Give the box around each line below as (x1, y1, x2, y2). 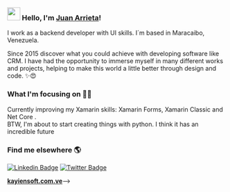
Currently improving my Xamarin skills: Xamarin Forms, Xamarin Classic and (7, 105, 223, 114)
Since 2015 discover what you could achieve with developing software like (7, 49, 220, 58)
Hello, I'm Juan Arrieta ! (21, 12, 102, 22)
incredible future (7, 127, 55, 135)
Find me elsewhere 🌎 (7, 145, 82, 155)
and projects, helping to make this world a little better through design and (7, 64, 217, 73)
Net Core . (7, 112, 37, 121)
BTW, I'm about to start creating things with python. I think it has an (7, 120, 199, 128)
